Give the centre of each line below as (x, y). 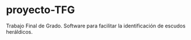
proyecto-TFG (40, 10)
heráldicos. (20, 31)
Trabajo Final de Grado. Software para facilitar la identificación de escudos (96, 26)
